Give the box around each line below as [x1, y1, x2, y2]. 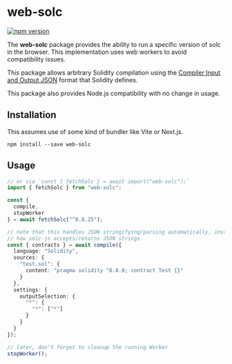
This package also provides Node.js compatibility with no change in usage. [7, 89, 221, 97]
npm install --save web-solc [7, 141, 91, 148]
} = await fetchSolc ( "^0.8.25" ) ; [7, 215, 104, 223]
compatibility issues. [7, 55, 66, 63]
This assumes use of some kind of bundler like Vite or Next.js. [7, 127, 184, 135]
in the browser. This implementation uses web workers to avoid [7, 48, 187, 56]
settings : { [13, 286, 48, 294]
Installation [7, 109, 57, 121]
